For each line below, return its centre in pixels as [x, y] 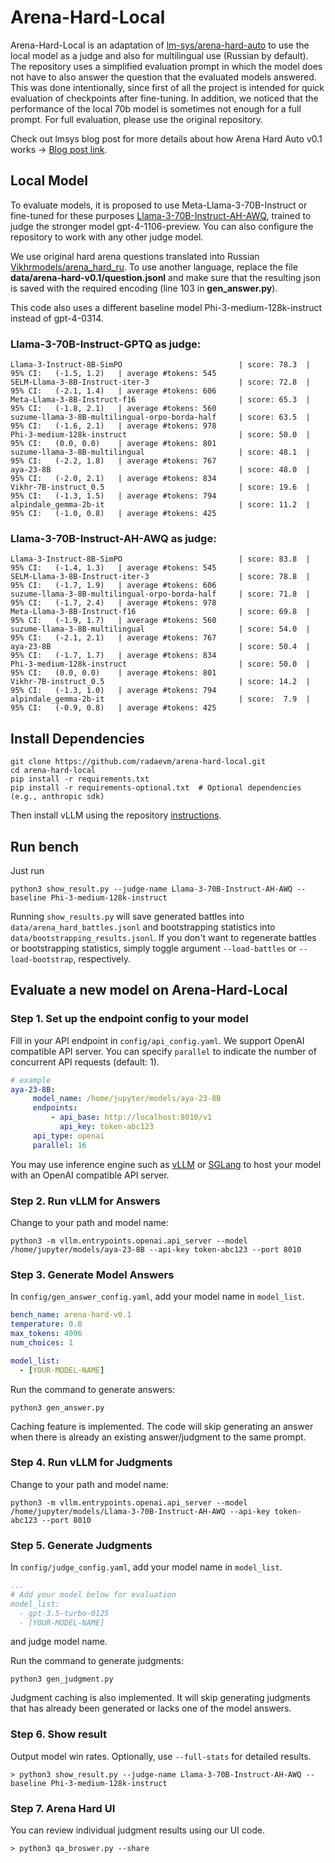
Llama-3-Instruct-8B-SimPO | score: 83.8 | [160, 559]
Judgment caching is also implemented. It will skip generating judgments [160, 1698]
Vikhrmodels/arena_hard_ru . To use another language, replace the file [154, 267]
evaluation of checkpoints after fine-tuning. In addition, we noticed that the [164, 98]
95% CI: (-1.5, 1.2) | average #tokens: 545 [113, 374]
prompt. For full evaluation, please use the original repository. [137, 119]
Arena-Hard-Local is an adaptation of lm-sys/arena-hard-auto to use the [160, 45]
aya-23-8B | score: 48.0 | [160, 470]
